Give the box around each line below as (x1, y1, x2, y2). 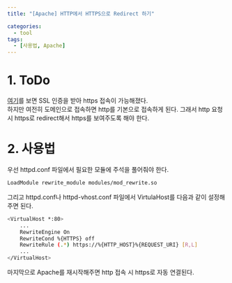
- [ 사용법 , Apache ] (13, 43, 66, 50)
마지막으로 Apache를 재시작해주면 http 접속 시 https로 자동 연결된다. (7, 268, 194, 276)
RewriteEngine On (20, 228, 70, 235)
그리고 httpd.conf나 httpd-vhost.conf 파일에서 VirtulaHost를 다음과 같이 (7, 193, 207, 201)
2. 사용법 (7, 141, 56, 157)
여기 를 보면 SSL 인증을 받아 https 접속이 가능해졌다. (7, 96, 148, 105)
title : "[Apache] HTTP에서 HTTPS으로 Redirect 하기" (7, 10, 155, 17)
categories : (7, 22, 42, 30)
